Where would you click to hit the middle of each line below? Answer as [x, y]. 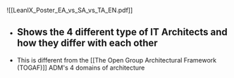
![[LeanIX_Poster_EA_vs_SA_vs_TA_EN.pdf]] [70, 10]
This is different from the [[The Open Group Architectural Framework [117, 60]
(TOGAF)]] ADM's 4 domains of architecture [81, 67]
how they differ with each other [87, 43]
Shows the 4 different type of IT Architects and [122, 32]
